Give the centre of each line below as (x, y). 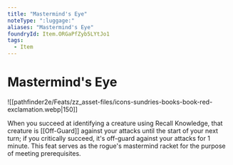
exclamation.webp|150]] (43, 109)
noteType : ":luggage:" (41, 21)
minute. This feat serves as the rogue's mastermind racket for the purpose (116, 146)
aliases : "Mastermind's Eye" (51, 27)
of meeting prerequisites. (44, 153)
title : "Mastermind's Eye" (47, 14)
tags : (15, 41)
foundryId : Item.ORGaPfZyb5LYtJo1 (59, 34)
